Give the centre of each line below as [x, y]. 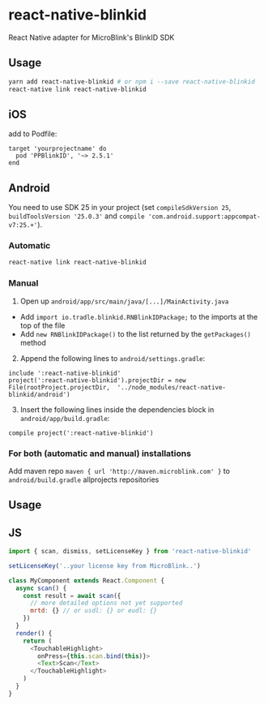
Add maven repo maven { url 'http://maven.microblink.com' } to [119, 471]
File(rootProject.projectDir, [60, 387]
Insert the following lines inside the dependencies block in [117, 409]
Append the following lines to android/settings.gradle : [113, 358]
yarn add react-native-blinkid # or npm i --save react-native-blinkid [132, 82]
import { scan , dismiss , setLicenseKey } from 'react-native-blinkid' [130, 552]
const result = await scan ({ [72, 595]
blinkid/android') [39, 394]
